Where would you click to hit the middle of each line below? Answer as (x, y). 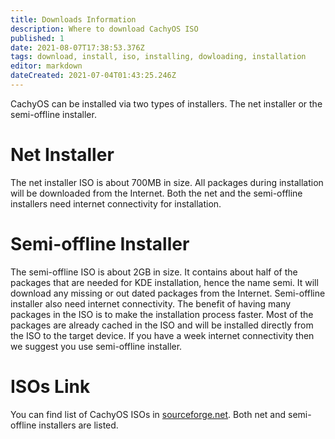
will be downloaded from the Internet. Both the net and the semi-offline (156, 193)
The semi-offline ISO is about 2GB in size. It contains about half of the (154, 272)
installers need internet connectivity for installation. (116, 203)
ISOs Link (50, 386)
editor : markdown (46, 66)
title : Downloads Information (73, 19)
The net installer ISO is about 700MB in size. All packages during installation (167, 182)
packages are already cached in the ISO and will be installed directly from (162, 325)
